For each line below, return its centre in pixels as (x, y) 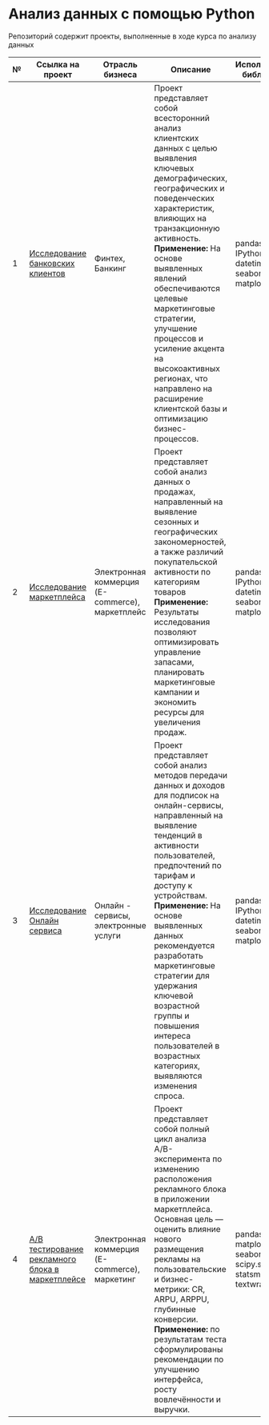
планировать (179, 672)
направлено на (183, 388)
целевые (171, 298)
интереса (173, 1035)
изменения (176, 1085)
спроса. (169, 1096)
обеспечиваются (187, 288)
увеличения (177, 722)
